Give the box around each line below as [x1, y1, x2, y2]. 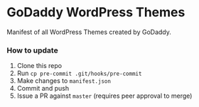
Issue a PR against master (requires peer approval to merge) [16, 91, 193, 100]
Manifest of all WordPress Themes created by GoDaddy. [6, 28, 172, 36]
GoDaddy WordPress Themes [6, 4, 185, 21]
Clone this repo [16, 62, 62, 70]
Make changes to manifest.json [16, 77, 112, 85]
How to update [6, 45, 58, 55]
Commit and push [16, 84, 70, 93]
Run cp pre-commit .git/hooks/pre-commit [16, 69, 142, 78]
